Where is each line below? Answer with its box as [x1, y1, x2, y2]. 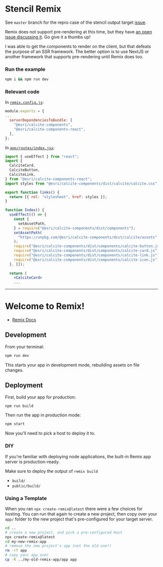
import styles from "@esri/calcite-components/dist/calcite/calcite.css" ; [5, 181, 160, 186]
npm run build [5, 403, 34, 408]
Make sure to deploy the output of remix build [5, 468, 98, 474]
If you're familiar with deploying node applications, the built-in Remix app [5, 453, 151, 459]
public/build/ [12, 484, 41, 488]
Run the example [5, 66, 46, 72]
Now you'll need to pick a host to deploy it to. [5, 431, 96, 436]
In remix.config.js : [5, 100, 44, 105]
